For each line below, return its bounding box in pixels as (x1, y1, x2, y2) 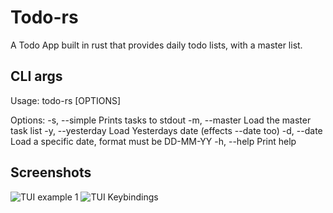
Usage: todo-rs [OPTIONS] (10, 94, 122, 106)
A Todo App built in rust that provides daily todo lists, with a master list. (10, 39, 303, 51)
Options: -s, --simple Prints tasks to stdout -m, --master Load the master (10, 114, 312, 126)
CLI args (10, 68, 63, 85)
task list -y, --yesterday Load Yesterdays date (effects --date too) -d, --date (10, 124, 323, 136)
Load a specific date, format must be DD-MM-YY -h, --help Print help (10, 135, 297, 147)
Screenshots (10, 164, 92, 181)
